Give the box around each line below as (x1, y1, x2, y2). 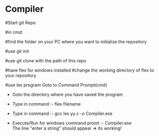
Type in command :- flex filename (12, 101, 81, 107)
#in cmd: (5, 29, 23, 35)
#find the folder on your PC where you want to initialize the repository (5, 38, 147, 45)
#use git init (5, 48, 29, 54)
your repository (5, 72, 37, 78)
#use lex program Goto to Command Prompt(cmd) (5, 82, 108, 88)
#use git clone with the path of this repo (5, 57, 86, 63)
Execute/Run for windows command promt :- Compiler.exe (12, 120, 132, 126)
